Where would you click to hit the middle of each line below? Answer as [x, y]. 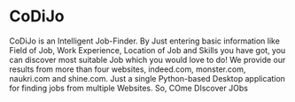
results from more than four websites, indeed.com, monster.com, [128, 69]
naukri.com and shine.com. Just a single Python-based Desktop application [147, 78]
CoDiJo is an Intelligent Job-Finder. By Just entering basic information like [145, 41]
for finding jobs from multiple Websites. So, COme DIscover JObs [128, 88]
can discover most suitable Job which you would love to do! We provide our [147, 59]
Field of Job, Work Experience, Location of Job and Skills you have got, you [147, 50]
